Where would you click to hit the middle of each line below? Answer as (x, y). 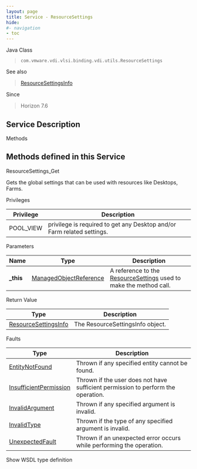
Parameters (20, 246)
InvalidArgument (32, 407)
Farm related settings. (78, 231)
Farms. (14, 188)
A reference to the (135, 271)
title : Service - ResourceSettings (50, 17)
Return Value (22, 299)
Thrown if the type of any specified (124, 421)
